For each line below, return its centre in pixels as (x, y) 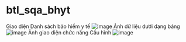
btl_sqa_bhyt (38, 10)
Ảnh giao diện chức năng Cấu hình (70, 32)
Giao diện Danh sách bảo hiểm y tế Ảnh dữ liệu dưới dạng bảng (93, 26)
